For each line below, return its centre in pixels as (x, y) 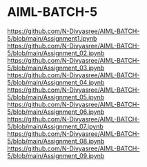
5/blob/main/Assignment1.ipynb (52, 38)
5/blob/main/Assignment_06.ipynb (56, 112)
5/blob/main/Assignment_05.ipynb (56, 97)
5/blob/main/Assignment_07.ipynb (55, 126)
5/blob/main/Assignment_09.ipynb (56, 155)
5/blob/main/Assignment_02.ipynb (56, 53)
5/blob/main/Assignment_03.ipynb (56, 68)
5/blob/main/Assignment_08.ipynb (56, 141)
